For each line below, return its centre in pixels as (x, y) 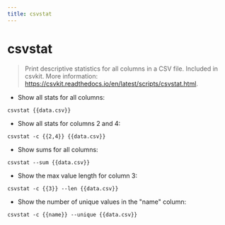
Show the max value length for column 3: (77, 175)
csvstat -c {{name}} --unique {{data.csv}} (73, 214)
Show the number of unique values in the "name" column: (102, 202)
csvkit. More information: (61, 76)
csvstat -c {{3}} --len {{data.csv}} (63, 188)
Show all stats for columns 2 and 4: (69, 123)
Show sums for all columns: (58, 149)
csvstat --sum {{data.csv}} (49, 162)
